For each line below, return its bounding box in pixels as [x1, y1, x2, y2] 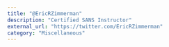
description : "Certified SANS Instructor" [7, 17, 132, 23]
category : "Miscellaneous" [7, 29, 86, 37]
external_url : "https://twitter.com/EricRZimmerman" [7, 23, 163, 30]
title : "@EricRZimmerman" [7, 10, 82, 17]
